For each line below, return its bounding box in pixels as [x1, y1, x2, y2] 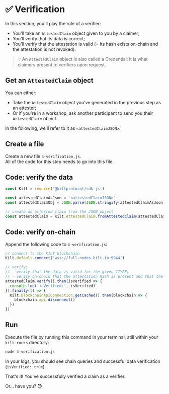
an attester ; [12, 105, 37, 111]
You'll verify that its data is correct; [12, 35, 86, 41]
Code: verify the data [5, 173, 73, 182]
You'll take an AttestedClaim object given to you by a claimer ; [12, 30, 140, 36]
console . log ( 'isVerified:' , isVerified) [10, 283, 96, 288]
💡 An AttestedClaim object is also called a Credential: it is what [17, 56, 148, 62]
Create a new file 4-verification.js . [5, 153, 81, 159]
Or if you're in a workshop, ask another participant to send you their [12, 110, 153, 116]
